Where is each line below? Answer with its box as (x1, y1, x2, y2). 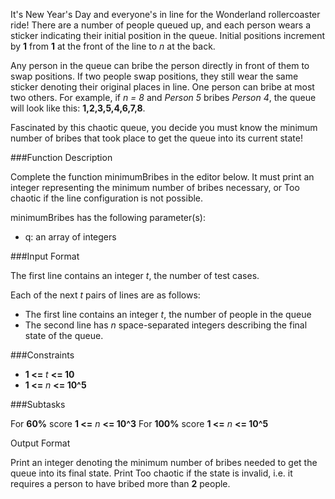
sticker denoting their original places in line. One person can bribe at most (10, 81, 315, 93)
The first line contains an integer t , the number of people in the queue (24, 309, 312, 320)
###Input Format (10, 250, 80, 262)
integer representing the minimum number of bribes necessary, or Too (10, 182, 300, 193)
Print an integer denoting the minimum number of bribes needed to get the (10, 457, 318, 468)
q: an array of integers (24, 231, 117, 243)
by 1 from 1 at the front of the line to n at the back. (10, 40, 216, 52)
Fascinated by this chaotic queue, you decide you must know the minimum (10, 122, 318, 133)
